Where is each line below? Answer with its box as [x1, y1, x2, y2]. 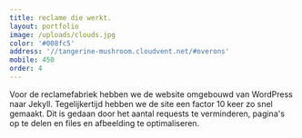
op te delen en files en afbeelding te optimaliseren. [9, 117, 200, 128]
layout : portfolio [9, 22, 79, 31]
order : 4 [9, 64, 43, 74]
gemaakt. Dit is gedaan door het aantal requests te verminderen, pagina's [9, 108, 285, 119]
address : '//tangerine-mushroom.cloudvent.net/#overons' [9, 47, 230, 56]
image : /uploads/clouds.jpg [9, 30, 116, 39]
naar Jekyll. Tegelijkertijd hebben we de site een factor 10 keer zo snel [9, 98, 273, 109]
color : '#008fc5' [9, 38, 75, 48]
